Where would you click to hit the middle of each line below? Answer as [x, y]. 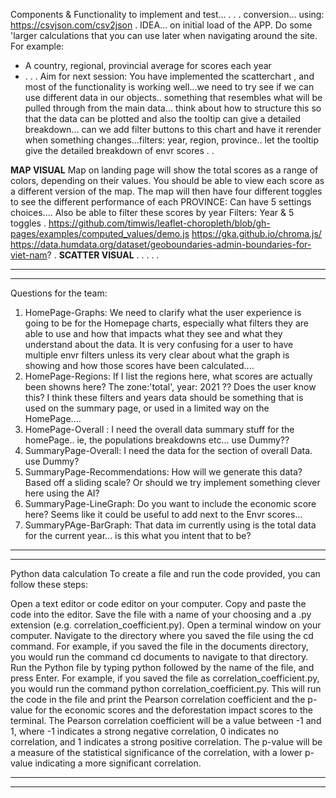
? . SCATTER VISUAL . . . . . [103, 255]
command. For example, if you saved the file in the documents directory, [159, 646]
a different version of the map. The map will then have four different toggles [166, 191]
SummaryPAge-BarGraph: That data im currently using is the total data [170, 525]
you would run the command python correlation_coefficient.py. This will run [166, 688]
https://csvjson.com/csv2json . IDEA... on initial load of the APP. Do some [161, 25]
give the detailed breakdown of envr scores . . [119, 150]
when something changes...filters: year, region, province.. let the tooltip [171, 140]
